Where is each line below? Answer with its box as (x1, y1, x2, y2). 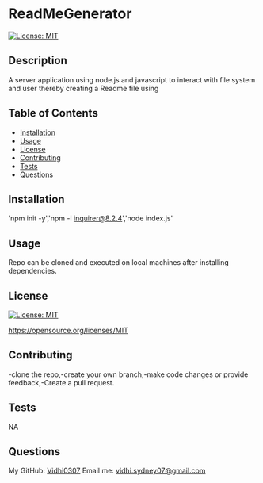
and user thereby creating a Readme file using (8, 83, 159, 93)
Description (8, 54, 67, 67)
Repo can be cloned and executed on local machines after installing (8, 258, 230, 267)
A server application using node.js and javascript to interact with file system (8, 75, 256, 84)
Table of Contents (8, 106, 99, 120)
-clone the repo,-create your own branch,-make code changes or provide (8, 370, 249, 379)
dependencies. (8, 266, 57, 276)
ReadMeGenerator (8, 5, 132, 23)
